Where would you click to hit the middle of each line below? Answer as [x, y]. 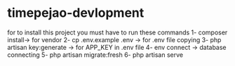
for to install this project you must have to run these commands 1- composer [117, 32]
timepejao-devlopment [76, 13]
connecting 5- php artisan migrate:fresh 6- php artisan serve [95, 55]
